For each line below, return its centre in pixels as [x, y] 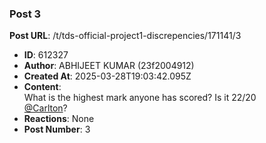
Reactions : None [59, 119]
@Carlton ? [45, 108]
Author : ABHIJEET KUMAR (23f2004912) [109, 66]
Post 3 [25, 14]
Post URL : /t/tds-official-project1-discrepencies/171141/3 [125, 36]
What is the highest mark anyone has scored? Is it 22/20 [140, 98]
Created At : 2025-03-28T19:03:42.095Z [107, 76]
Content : [42, 87]
